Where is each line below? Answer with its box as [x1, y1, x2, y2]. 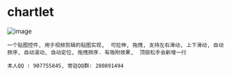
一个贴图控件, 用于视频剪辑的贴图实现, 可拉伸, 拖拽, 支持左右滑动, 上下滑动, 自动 [7, 41, 224, 48]
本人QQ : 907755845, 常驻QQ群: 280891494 [7, 62, 124, 69]
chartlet [7, 4, 54, 20]
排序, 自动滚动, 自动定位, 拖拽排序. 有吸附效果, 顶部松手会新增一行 [7, 49, 186, 56]
